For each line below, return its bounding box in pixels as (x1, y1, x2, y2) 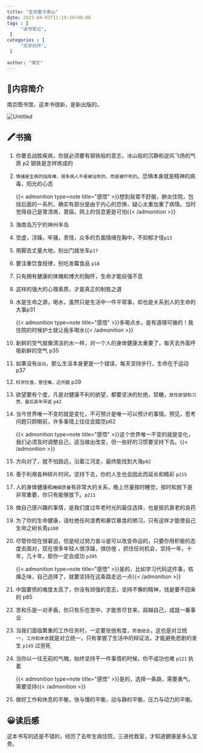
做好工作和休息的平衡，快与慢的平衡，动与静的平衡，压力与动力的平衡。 (15, 696, 196, 703)
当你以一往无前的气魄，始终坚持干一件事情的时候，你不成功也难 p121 (15, 655, 187, 662)
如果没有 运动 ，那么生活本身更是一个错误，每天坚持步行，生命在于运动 (15, 360, 189, 367)
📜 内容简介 (7, 83, 44, 94)
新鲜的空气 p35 (21, 347, 59, 354)
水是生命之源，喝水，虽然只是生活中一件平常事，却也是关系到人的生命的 (15, 299, 196, 306)
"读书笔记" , (20, 25, 47, 32)
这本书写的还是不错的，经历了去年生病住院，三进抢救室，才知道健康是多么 (7, 732, 192, 740)
